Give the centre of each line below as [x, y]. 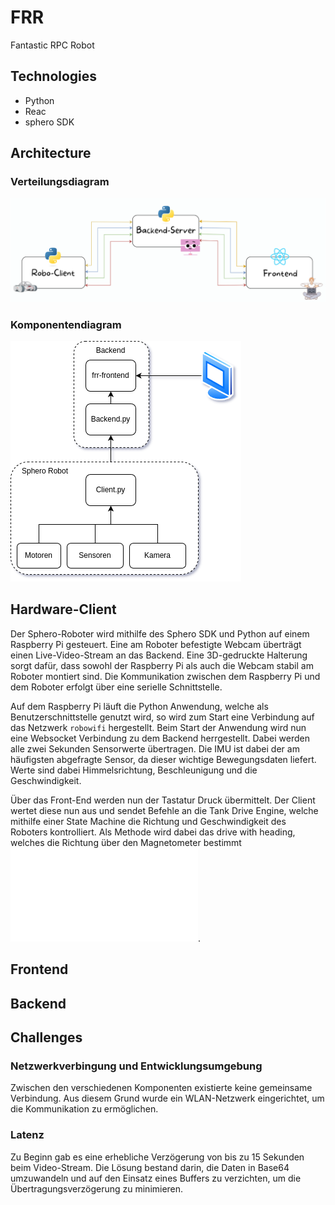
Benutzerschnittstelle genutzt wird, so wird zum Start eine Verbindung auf [162, 717]
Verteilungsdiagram [60, 182]
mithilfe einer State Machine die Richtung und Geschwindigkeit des [148, 821]
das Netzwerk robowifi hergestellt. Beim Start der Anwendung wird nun [158, 727]
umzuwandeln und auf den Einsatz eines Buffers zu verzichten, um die [156, 1178]
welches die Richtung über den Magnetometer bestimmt [126, 842]
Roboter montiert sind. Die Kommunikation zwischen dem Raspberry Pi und [165, 676]
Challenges [46, 1037]
